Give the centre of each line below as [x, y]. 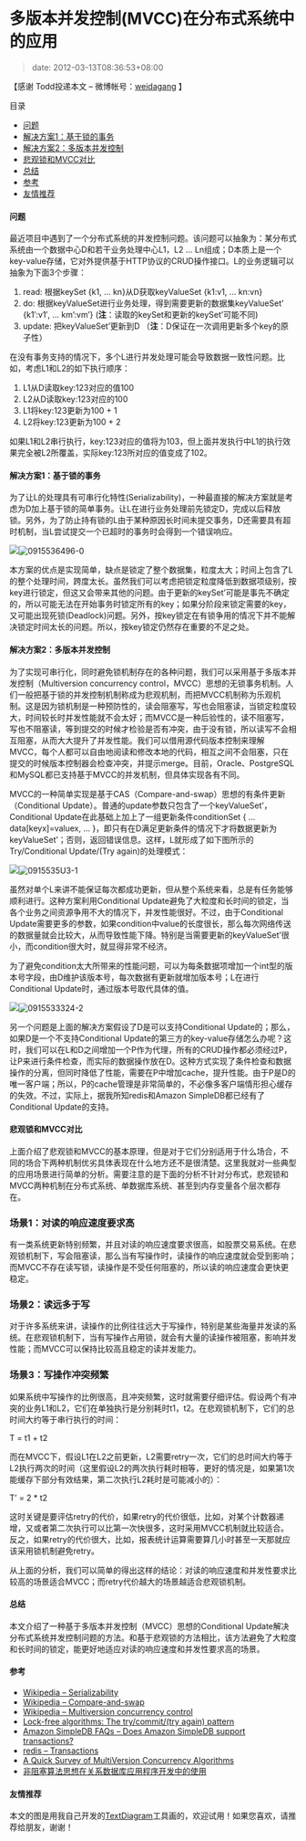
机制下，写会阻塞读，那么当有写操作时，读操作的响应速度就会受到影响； [161, 1256]
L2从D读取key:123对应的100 [75, 399]
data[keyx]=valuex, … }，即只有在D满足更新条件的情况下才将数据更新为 [143, 828]
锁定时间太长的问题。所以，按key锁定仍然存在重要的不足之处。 [136, 627]
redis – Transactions [61, 1751]
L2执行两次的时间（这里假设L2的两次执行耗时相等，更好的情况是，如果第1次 [152, 1468]
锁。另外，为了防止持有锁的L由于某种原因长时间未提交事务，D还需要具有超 [150, 521]
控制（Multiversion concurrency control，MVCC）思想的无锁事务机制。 [151, 683]
